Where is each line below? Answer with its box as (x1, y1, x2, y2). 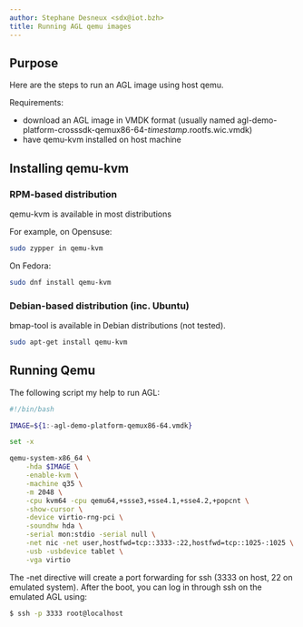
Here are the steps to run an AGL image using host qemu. (9, 79, 224, 91)
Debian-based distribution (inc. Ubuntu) (9, 299, 191, 312)
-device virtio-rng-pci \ (25, 513, 124, 522)
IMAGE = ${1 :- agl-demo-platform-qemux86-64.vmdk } (9, 420, 193, 430)
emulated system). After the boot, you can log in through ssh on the (9, 581, 263, 592)
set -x (9, 438, 34, 447)
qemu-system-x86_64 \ (9, 454, 92, 463)
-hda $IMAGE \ (25, 462, 79, 471)
